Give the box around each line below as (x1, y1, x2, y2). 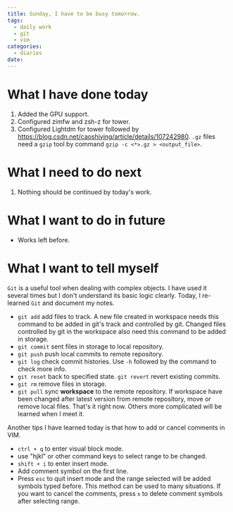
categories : (7, 43, 42, 50)
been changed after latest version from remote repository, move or (17, 394, 211, 403)
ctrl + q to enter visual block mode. (17, 444, 124, 453)
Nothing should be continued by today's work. (17, 187, 152, 196)
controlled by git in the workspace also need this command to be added (17, 327, 227, 335)
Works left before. (17, 235, 70, 244)
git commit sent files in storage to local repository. (17, 342, 164, 351)
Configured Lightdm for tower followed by (17, 125, 139, 133)
